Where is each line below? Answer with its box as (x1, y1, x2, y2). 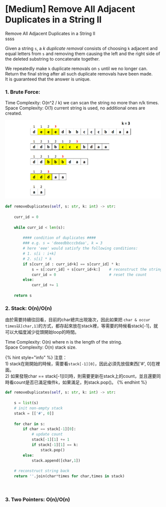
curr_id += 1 (31, 283, 58, 288)
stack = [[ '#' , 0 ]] (14, 411, 54, 416)
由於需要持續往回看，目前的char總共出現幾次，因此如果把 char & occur (5, 317, 151, 323)
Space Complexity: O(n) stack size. (5, 344, 77, 351)
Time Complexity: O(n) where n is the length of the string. (5, 339, 123, 345)
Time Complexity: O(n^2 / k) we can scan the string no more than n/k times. (5, 100, 159, 106)
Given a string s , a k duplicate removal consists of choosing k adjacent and (5, 45, 158, 51)
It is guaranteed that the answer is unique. (5, 76, 91, 82)
